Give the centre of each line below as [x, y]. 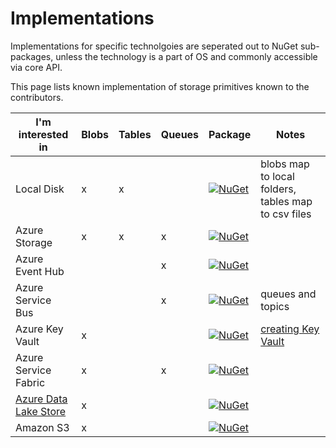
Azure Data [41, 399]
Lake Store [41, 411]
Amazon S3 [42, 427]
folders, [278, 189]
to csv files [286, 214]
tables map [286, 201]
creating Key [290, 329]
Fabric [30, 382]
